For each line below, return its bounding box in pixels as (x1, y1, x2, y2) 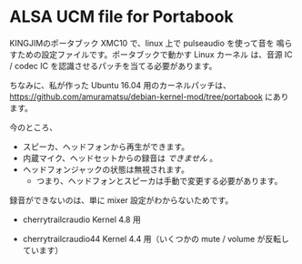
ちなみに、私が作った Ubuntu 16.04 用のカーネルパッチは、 (9, 79, 232, 90)
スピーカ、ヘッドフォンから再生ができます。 (22, 141, 190, 152)
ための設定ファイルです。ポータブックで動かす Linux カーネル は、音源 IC (16, 48, 293, 60)
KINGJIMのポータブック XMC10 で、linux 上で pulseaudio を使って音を (9, 37, 275, 48)
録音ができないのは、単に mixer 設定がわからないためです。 (9, 194, 234, 206)
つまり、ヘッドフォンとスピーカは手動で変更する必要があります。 (35, 175, 283, 186)
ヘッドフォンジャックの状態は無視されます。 (22, 164, 189, 175)
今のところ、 (9, 121, 57, 133)
